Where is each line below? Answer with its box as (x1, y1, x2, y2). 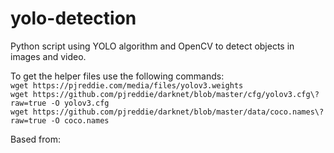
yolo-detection (10, 7, 137, 30)
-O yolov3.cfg (50, 98, 110, 108)
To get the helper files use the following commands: (10, 70, 225, 82)
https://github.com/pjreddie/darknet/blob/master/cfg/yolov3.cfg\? (32, 89, 320, 99)
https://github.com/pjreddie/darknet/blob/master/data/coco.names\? (32, 107, 325, 117)
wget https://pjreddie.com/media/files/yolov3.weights (10, 80, 244, 91)
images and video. (10, 50, 87, 62)
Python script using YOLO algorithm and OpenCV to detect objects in (10, 40, 295, 52)
